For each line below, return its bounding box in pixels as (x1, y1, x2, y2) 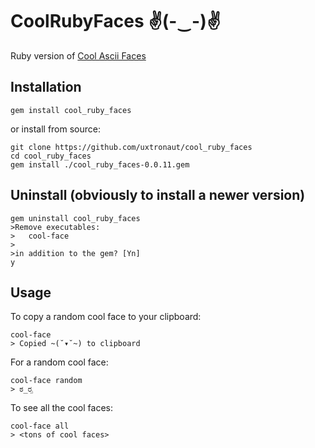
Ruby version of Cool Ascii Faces (10, 49, 147, 62)
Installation (10, 79, 82, 96)
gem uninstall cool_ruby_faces (10, 213, 141, 223)
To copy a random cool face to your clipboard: (10, 311, 202, 323)
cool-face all (10, 421, 70, 432)
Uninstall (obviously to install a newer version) (10, 187, 306, 204)
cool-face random (10, 376, 83, 386)
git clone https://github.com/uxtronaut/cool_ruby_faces (10, 142, 253, 152)
